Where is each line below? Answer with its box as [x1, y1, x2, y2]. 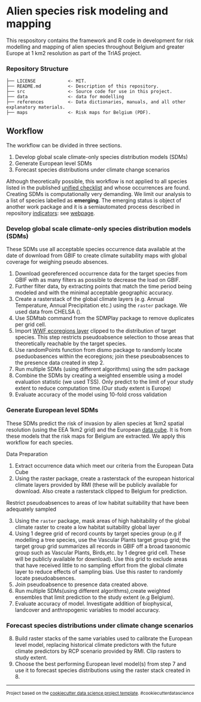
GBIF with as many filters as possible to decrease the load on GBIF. [14, 276, 181, 284]
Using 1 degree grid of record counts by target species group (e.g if [14, 529, 182, 537]
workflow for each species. [6, 439, 74, 446]
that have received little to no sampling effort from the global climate [14, 562, 184, 569]
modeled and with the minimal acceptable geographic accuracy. [14, 289, 173, 296]
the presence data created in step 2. [14, 359, 105, 366]
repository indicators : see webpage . [6, 210, 96, 217]
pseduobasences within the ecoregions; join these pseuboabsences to [14, 352, 190, 360]
